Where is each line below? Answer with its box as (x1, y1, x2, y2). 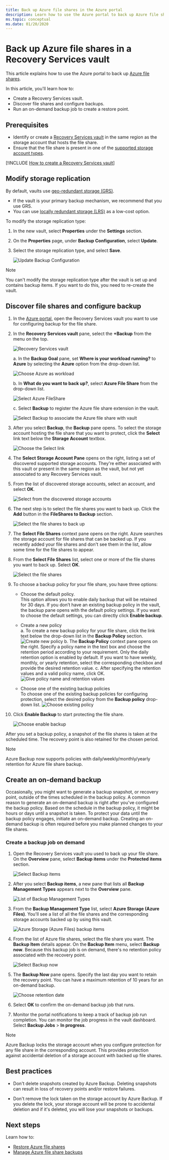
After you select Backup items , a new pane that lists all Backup (13, 880, 144, 887)
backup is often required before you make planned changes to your (24, 821, 163, 827)
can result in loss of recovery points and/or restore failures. (13, 1085, 136, 1091)
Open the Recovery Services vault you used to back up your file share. (13, 850, 159, 857)
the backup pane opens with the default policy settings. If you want (20, 607, 160, 613)
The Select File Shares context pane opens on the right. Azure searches (13, 530, 163, 537)
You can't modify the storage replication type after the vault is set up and (6, 277, 157, 283)
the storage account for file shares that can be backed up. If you (13, 536, 146, 542)
